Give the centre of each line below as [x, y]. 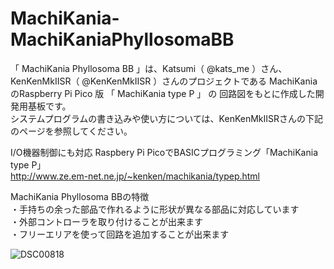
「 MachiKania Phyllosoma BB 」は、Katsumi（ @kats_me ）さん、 [149, 68]
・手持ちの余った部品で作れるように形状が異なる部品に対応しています [155, 209]
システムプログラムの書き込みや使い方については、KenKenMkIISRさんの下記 [167, 118]
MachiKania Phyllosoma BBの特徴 [80, 196]
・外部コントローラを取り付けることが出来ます [106, 221]
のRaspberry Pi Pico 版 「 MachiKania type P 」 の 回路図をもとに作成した [163, 93]
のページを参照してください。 [71, 131]
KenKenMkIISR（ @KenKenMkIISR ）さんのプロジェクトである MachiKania [164, 81]
